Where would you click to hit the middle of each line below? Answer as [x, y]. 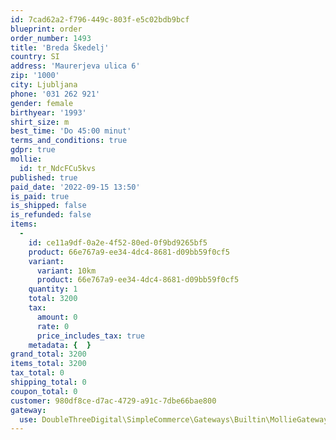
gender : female [42, 103]
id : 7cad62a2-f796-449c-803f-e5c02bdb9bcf [100, 19]
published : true [44, 177]
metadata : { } [60, 345]
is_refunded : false [51, 215]
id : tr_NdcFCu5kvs [58, 168]
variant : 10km [66, 271]
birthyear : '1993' [48, 112]
